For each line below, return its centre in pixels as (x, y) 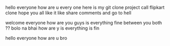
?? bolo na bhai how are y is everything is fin (52, 28)
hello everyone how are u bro (36, 38)
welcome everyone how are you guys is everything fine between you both (84, 23)
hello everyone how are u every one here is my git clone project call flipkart (85, 7)
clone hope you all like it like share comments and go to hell (69, 13)
